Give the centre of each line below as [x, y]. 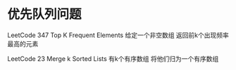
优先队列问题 [45, 14]
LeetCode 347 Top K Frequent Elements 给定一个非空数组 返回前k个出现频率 [118, 35]
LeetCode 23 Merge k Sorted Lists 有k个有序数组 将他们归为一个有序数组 [113, 58]
